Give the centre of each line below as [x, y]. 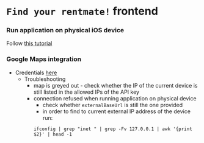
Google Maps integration [44, 59]
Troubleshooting [45, 79]
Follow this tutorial [29, 43]
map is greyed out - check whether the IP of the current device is [115, 85]
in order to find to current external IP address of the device [117, 111]
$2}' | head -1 [53, 134]
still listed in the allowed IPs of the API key [86, 92]
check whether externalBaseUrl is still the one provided [113, 105]
